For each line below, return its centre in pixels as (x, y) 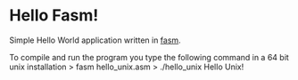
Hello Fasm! (54, 16)
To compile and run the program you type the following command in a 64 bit (149, 57)
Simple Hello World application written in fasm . (95, 40)
